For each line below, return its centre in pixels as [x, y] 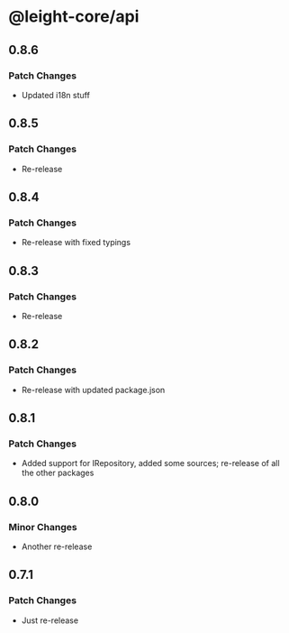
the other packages [58, 473]
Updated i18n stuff [56, 95]
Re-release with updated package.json [93, 390]
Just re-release [50, 620]
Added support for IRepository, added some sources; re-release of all [150, 463]
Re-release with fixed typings [76, 243]
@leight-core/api [74, 17]
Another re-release [57, 546]
